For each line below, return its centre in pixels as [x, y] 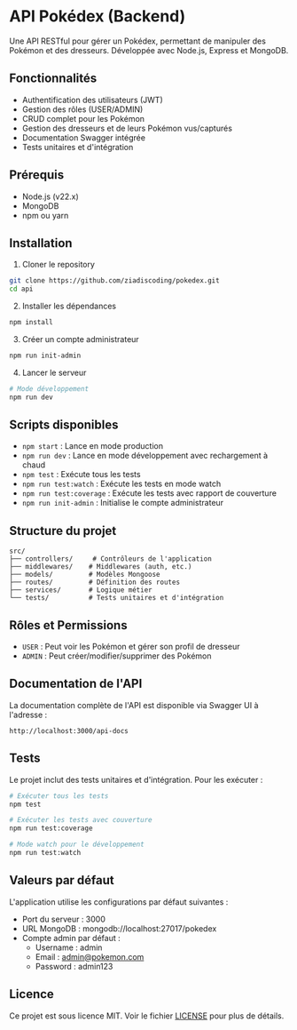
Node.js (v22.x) [51, 196]
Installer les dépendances [69, 306]
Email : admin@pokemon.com [90, 956]
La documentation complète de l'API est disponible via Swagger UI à [134, 705]
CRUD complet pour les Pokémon [83, 118]
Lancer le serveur [54, 372]
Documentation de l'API [76, 684]
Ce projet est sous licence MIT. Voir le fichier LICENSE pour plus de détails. [147, 1016]
